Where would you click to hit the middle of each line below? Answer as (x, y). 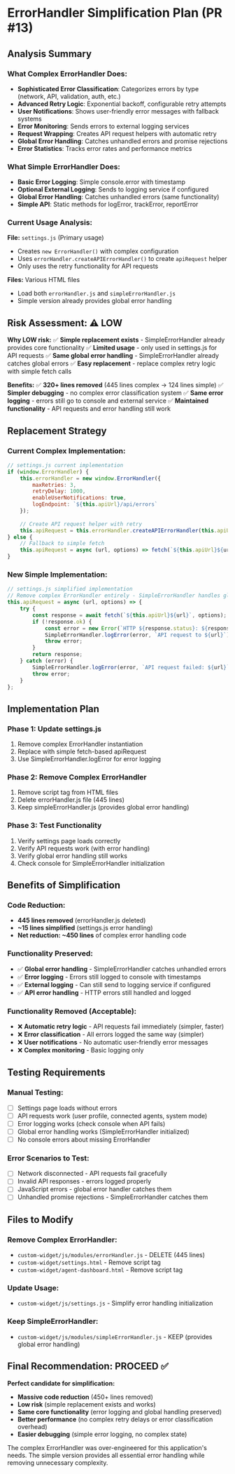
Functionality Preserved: (50, 953)
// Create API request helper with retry (81, 524)
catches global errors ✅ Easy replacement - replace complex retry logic (112, 363)
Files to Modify (40, 1220)
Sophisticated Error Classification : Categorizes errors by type (108, 88)
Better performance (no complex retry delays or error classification (115, 1419)
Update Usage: (33, 1288)
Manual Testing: (35, 1092)
